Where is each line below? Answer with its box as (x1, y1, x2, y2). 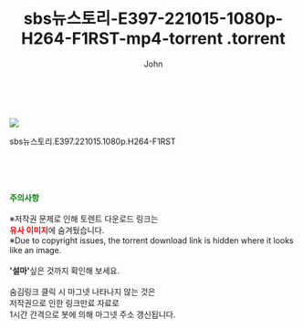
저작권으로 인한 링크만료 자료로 (9, 297, 120, 308)
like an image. (9, 244, 62, 255)
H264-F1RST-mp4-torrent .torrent (21, 28, 286, 49)
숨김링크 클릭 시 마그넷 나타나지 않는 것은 (9, 286, 156, 297)
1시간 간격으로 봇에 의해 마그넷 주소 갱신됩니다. (9, 309, 176, 320)
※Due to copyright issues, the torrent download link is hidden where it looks (9, 234, 294, 246)
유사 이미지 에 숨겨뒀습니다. (9, 224, 105, 235)
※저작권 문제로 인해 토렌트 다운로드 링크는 (9, 213, 159, 224)
